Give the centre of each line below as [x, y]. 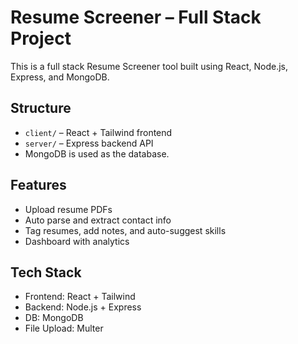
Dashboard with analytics [77, 241]
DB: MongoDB [54, 318]
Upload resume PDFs [68, 209]
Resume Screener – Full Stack [136, 17]
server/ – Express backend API [89, 143]
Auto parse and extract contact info [98, 220]
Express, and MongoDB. [60, 77]
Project [41, 38]
